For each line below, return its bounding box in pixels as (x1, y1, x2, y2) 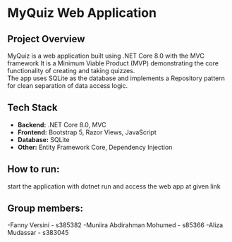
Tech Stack (7, 102, 58, 114)
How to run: (7, 163, 60, 175)
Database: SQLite (17, 135, 70, 144)
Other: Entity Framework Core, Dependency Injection (17, 143, 173, 151)
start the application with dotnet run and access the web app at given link (7, 181, 221, 191)
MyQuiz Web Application (7, 5, 157, 21)
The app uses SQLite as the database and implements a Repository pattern (7, 74, 226, 82)
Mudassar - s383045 (7, 229, 69, 237)
